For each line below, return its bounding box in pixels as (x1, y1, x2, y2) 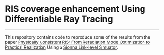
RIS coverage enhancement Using (5, 3, 145, 14)
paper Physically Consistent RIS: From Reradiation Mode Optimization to (5, 39, 150, 45)
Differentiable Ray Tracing (5, 14, 113, 25)
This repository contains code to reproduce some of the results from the (5, 34, 150, 40)
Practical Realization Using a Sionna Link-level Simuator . (5, 44, 118, 50)
